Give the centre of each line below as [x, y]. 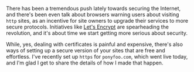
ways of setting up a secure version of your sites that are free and [86, 51]
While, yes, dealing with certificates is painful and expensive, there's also [95, 44]
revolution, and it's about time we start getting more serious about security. [97, 33]
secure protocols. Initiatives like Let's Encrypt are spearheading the [87, 27]
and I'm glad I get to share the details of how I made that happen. [85, 63]
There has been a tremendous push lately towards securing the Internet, [93, 8]
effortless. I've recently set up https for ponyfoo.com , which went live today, [97, 57]
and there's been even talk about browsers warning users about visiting [93, 15]
